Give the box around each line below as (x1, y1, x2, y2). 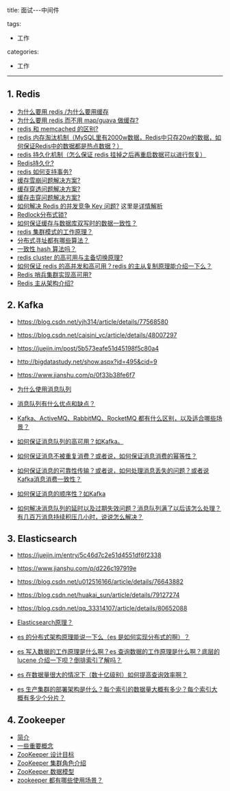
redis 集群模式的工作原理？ (16, 227, 94, 235)
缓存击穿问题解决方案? (16, 193, 81, 201)
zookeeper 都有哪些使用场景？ (16, 776, 103, 784)
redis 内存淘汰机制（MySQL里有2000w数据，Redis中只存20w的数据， (16, 133, 216, 141)
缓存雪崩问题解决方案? (16, 176, 81, 184)
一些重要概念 (16, 742, 53, 750)
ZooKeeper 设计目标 (16, 751, 75, 759)
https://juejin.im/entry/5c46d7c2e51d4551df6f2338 (16, 551, 162, 559)
